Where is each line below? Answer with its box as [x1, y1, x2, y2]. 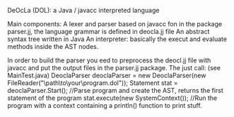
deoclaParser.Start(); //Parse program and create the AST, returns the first [7, 87, 224, 94]
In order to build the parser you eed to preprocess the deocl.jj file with [7, 56, 211, 65]
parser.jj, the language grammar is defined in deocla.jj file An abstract [7, 28, 210, 35]
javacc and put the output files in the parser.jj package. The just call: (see [7, 64, 221, 72]
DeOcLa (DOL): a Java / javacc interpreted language [7, 6, 160, 14]
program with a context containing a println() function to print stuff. [7, 101, 203, 109]
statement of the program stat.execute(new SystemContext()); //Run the [7, 94, 218, 102]
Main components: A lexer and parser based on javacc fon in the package [7, 20, 223, 28]
